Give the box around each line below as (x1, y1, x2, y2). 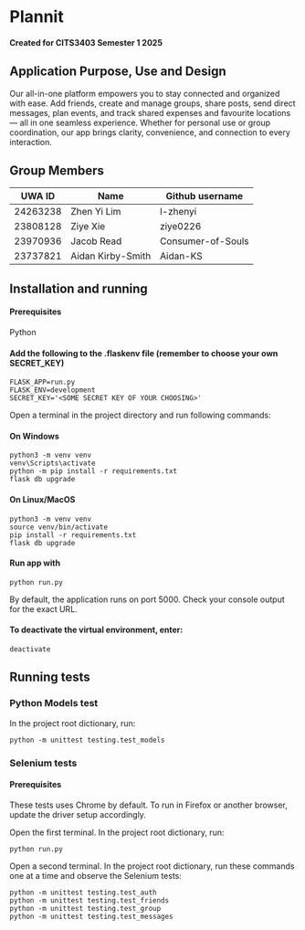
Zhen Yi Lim (70, 206, 121, 218)
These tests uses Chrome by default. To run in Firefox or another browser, (9, 799, 288, 810)
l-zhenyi (159, 206, 197, 218)
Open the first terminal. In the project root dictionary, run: (9, 827, 225, 838)
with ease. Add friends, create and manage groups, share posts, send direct (9, 98, 296, 109)
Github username (165, 190, 244, 203)
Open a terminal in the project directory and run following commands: (9, 409, 271, 421)
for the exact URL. (9, 603, 78, 614)
